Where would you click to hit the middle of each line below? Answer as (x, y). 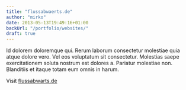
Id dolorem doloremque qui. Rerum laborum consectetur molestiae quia (93, 50)
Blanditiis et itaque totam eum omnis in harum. (63, 69)
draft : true (21, 34)
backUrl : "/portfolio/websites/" (47, 28)
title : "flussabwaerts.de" (39, 12)
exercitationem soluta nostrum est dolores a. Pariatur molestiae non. (89, 63)
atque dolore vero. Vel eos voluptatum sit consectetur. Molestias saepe (93, 57)
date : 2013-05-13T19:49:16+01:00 (47, 22)
